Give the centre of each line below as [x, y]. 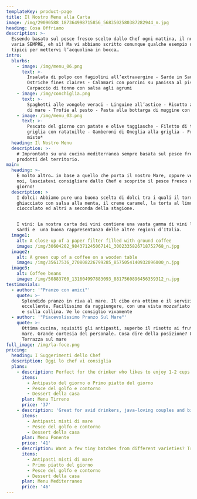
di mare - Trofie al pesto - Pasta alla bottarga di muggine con [109, 110]
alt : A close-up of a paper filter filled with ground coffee [94, 241]
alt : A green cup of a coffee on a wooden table [77, 257]
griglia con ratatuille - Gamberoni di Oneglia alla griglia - [106, 132]
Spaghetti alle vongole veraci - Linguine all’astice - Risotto [107, 104]
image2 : [21, 252]
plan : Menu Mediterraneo [52, 481]
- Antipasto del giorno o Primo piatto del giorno [90, 383]
